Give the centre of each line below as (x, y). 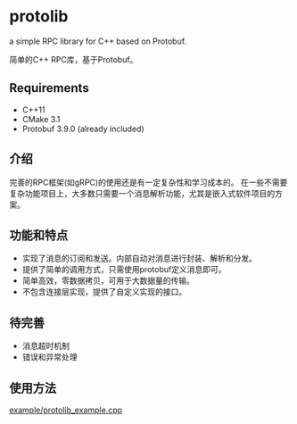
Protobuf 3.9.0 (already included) (83, 129)
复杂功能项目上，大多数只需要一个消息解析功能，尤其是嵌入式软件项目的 (142, 193)
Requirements (49, 88)
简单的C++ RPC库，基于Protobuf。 (74, 59)
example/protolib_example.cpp (66, 410)
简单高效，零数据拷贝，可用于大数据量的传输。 (108, 281)
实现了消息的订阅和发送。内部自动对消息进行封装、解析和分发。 (139, 258)
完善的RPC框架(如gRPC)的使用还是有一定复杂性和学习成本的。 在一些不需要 (148, 182)
